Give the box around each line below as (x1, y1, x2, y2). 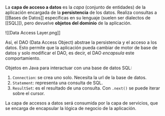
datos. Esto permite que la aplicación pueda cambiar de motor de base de (5, 45, 157, 50)
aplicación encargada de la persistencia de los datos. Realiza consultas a (5, 9, 157, 15)
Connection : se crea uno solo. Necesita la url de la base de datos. (12, 75, 147, 80)
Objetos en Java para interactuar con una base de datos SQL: (5, 65, 132, 71)
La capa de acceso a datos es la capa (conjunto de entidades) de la (5, 4, 146, 10)
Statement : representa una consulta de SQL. (12, 80, 103, 86)
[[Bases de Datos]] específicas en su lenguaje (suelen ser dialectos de (5, 15, 151, 20)
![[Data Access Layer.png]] (5, 30, 61, 35)
